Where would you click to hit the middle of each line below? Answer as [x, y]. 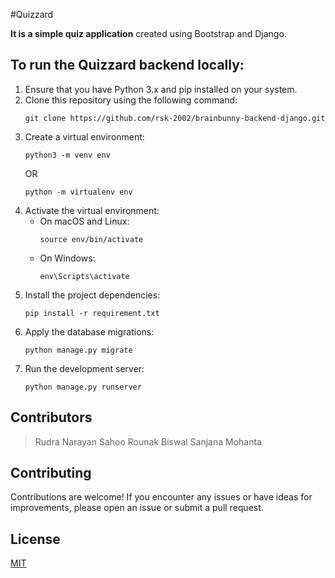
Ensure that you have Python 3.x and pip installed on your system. [161, 89]
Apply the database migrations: [89, 331]
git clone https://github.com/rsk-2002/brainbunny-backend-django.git [175, 118]
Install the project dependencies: [92, 295]
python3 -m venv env [67, 155]
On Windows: [67, 258]
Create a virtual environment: [84, 136]
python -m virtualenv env [78, 192]
